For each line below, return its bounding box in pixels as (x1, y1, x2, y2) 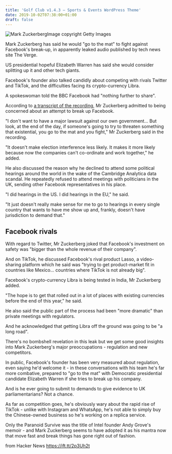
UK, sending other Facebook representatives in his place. (5, 182, 127, 188)
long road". (5, 329, 29, 335)
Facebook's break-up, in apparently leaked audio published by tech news (5, 47, 161, 53)
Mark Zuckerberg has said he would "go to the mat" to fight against (5, 41, 148, 47)
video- (140, 256, 155, 262)
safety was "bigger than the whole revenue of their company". (5, 246, 137, 252)
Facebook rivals (5, 227, 58, 236)
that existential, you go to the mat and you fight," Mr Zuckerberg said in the (5, 129, 164, 135)
